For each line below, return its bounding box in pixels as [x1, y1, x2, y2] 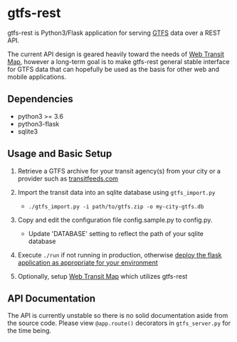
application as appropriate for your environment [17, 258, 158, 267]
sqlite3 [17, 127, 38, 136]
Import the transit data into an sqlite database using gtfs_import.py [17, 188, 216, 196]
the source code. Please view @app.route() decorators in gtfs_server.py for [7, 319, 231, 328]
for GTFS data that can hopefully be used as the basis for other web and [7, 65, 219, 73]
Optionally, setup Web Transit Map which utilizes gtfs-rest [17, 272, 188, 280]
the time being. [7, 326, 52, 335]
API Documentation [7, 292, 96, 304]
